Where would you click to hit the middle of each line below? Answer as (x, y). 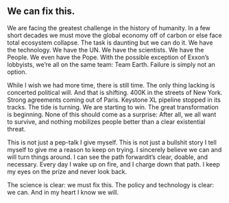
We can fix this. (41, 11)
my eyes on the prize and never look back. (67, 171)
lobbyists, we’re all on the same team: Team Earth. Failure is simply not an (111, 64)
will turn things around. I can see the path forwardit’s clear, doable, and (107, 157)
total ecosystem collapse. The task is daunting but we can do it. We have (110, 42)
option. (17, 72)
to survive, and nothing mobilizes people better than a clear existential (106, 121)
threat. (16, 129)
